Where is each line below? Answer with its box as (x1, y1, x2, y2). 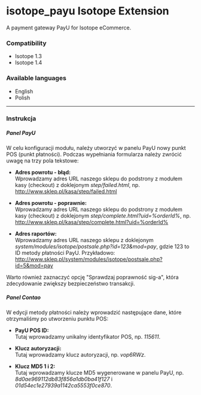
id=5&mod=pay (14, 262, 54, 269)
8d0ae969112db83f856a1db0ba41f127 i (14, 376, 112, 383)
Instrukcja (6, 114, 36, 123)
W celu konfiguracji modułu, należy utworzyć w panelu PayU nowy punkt (6, 144, 187, 152)
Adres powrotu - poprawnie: (14, 200, 87, 207)
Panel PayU (6, 129, 36, 137)
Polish (14, 94, 31, 101)
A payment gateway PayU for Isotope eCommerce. (6, 24, 132, 31)
